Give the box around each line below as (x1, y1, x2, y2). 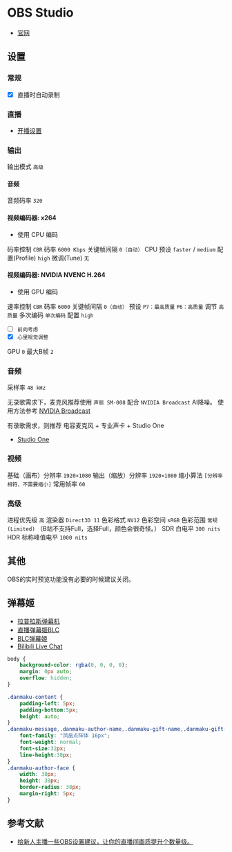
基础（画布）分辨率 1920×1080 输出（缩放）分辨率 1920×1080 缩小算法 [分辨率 (7, 471, 223, 479)
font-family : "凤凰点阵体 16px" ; (19, 732, 110, 739)
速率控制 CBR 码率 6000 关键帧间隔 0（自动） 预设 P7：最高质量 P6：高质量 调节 (7, 302, 217, 310)
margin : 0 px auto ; (19, 668, 72, 675)
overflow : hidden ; (19, 675, 72, 682)
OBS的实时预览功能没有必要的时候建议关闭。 (7, 575, 135, 583)
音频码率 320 (7, 196, 43, 205)
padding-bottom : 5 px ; (19, 707, 79, 713)
